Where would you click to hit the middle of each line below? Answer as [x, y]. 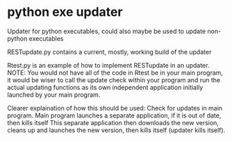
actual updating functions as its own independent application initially [105, 87]
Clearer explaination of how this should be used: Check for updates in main [115, 108]
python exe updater [65, 12]
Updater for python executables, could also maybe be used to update [107, 31]
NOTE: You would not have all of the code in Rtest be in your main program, [115, 73]
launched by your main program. [54, 95]
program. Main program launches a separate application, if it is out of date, [114, 115]
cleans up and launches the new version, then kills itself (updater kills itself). [116, 130]
